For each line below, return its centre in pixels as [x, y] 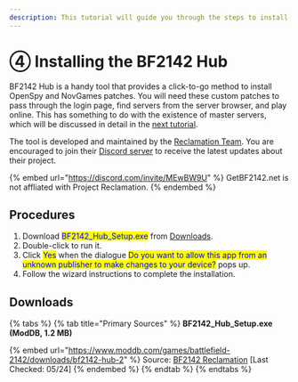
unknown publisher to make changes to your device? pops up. [136, 264]
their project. [32, 160]
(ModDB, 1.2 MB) [41, 333]
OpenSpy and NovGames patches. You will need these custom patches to [145, 95]
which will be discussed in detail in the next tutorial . [104, 124]
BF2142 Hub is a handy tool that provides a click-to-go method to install [141, 86]
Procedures [42, 215]
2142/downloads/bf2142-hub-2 [67, 360]
